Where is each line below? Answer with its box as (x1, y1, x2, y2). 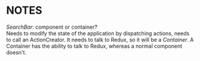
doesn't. (6, 48, 27, 56)
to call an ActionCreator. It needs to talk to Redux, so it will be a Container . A (6, 36, 194, 43)
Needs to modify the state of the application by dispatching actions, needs (6, 29, 190, 36)
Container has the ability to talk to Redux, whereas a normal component (6, 42, 183, 50)
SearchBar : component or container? (6, 23, 97, 30)
